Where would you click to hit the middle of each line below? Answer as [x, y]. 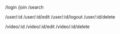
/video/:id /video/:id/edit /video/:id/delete [47, 26]
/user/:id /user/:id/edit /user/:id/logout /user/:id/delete [60, 17]
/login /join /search [24, 7]
